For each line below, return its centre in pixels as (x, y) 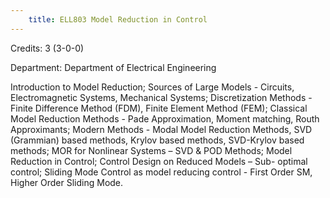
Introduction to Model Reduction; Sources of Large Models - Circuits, (152, 87)
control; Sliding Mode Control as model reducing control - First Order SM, (161, 172)
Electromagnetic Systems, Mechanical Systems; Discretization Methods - (161, 97)
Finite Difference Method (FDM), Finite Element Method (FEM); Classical (159, 108)
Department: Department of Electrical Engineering (113, 67)
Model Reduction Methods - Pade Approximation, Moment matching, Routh (165, 118)
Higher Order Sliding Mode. (67, 182)
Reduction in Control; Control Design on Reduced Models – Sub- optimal (159, 161)
